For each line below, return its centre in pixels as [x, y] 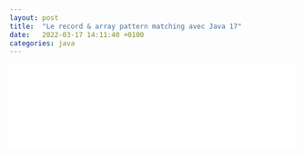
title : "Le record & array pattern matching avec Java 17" [126, 26]
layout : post [34, 18]
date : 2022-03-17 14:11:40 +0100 [77, 34]
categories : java [42, 43]
